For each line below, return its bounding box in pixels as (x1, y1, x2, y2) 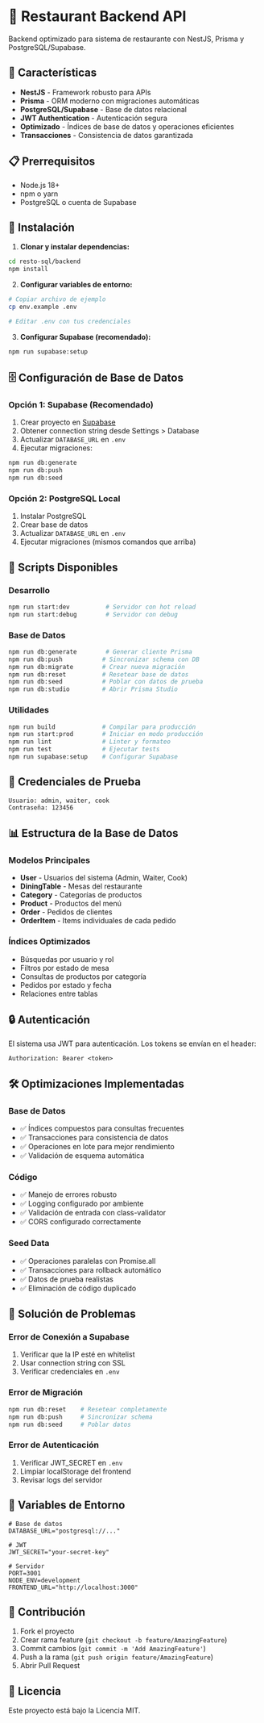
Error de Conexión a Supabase (8, 1332, 130, 1343)
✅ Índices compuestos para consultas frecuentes (19, 1123, 184, 1133)
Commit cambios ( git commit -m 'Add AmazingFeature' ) (19, 1644, 207, 1654)
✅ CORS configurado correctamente (19, 1217, 142, 1227)
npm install (8, 266, 48, 274)
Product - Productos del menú (19, 899, 122, 909)
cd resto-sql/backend (8, 257, 81, 266)
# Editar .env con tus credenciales (8, 317, 131, 325)
